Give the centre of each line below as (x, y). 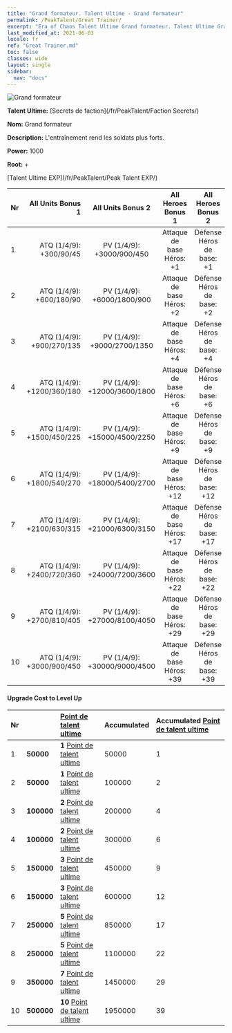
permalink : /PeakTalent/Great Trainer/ (65, 20)
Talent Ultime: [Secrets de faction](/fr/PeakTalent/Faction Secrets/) (103, 111)
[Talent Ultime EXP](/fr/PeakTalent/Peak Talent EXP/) (83, 178)
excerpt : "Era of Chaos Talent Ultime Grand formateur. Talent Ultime (111, 26)
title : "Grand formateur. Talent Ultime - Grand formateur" (96, 13)
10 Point (74, 1002)
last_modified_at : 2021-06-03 (51, 33)
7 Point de (77, 974)
